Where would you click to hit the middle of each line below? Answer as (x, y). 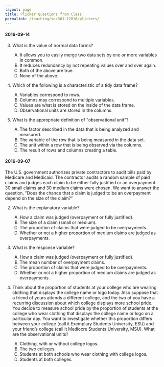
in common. (31, 60)
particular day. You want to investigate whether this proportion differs (82, 318)
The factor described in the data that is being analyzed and (79, 129)
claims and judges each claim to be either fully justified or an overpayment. (81, 182)
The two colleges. (37, 349)
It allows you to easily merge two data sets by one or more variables (88, 55)
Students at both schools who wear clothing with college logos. (83, 354)
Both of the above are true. (47, 70)
